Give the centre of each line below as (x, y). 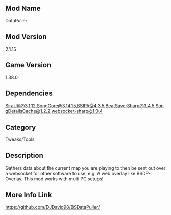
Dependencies (29, 93)
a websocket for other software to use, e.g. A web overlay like (70, 173)
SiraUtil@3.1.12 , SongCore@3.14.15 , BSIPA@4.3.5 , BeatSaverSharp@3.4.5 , (80, 106)
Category (21, 127)
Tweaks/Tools (20, 139)
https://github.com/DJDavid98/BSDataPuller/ (53, 207)
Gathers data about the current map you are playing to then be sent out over (86, 168)
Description (24, 156)
